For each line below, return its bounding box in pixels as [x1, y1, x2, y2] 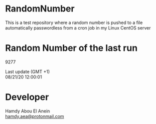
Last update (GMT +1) [5, 68, 50, 74]
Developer [5, 91, 49, 103]
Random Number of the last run [5, 42, 138, 54]
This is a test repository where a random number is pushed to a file [5, 19, 143, 25]
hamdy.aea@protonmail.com [5, 113, 64, 119]
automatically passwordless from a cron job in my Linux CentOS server [5, 24, 151, 30]
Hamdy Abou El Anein [5, 108, 50, 114]
